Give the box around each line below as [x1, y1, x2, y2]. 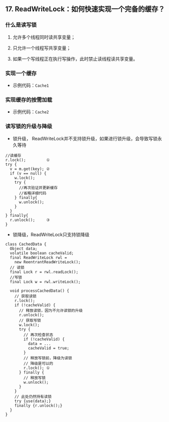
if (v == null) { [10, 170, 47, 176]
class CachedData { [5, 241, 47, 246]
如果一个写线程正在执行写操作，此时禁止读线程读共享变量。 [12, 56, 138, 62]
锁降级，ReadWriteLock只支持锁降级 [12, 231, 90, 237]
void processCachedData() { [10, 288, 70, 293]
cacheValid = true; [27, 345, 70, 351]
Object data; [10, 246, 38, 251]
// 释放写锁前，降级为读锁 [23, 355, 72, 361]
